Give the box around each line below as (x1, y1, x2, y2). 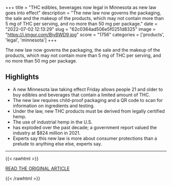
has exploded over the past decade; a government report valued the (12, 124, 157, 130)
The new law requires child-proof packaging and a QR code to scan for (12, 97, 163, 103)
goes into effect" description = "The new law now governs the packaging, (5, 10, 161, 16)
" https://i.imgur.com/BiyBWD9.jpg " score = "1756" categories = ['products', (5, 32, 165, 37)
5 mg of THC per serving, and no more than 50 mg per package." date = (5, 20, 158, 27)
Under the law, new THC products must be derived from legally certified (12, 108, 165, 114)
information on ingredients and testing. (12, 102, 95, 109)
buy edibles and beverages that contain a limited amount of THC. (12, 92, 150, 98)
